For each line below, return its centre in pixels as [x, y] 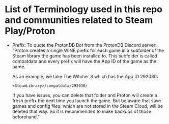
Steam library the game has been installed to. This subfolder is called [84, 56]
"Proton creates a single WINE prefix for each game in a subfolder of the [88, 50]
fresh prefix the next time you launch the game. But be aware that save [87, 101]
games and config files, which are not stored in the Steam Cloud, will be [88, 106]
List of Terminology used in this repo [84, 9]
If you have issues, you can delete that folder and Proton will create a [84, 95]
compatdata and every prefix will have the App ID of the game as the [84, 61]
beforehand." [26, 117]
